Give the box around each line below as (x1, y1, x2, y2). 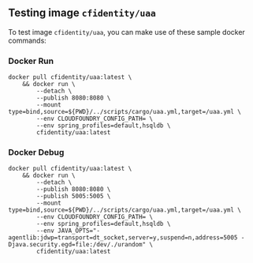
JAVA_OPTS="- (58, 227, 101, 235)
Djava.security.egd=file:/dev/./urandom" (8, 241, 147, 249)
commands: (8, 36, 47, 45)
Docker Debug (8, 147, 65, 158)
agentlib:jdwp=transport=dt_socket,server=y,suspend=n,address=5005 (8, 234, 238, 242)
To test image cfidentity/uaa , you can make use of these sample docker (8, 27, 246, 36)
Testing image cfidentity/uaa (8, 6, 156, 20)
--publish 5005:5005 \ (36, 193, 111, 201)
